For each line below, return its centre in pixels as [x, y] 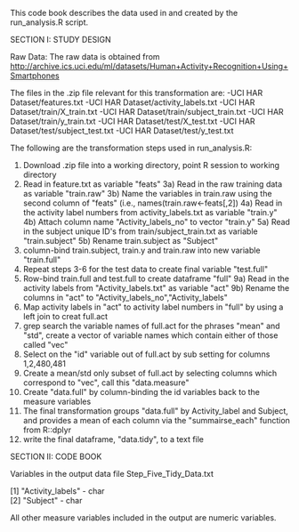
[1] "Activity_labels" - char [57, 491]
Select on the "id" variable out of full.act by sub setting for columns [146, 354]
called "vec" [45, 345]
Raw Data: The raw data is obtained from [85, 56]
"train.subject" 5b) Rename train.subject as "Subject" [121, 241]
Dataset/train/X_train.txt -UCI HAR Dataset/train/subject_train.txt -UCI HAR [147, 112]
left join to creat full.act [65, 316]
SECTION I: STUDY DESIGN [61, 40]
